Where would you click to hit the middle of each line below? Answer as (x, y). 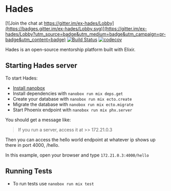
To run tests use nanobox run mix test (53, 183)
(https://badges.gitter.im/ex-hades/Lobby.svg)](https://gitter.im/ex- (76, 28)
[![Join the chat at (24, 23)
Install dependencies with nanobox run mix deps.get (68, 93)
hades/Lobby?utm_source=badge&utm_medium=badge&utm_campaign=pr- (86, 34)
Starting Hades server (41, 65)
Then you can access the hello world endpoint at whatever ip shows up (81, 140)
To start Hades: (22, 78)
